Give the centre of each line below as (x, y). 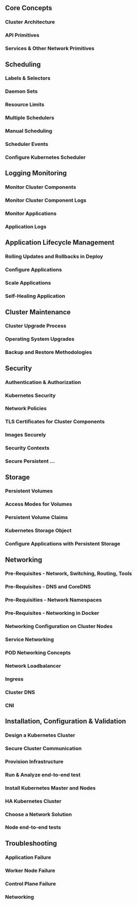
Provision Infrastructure (34, 762)
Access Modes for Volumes (39, 504)
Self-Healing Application (35, 296)
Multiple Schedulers (30, 118)
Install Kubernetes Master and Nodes (50, 788)
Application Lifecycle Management (60, 243)
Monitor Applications (31, 214)
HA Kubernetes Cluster (33, 801)
